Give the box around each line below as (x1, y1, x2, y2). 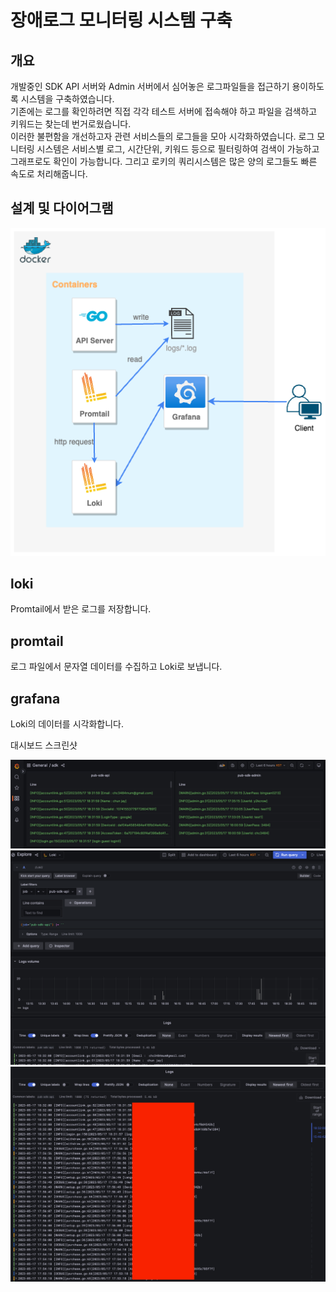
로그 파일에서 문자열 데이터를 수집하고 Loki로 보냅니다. (10, 661, 223, 673)
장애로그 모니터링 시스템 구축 (10, 9, 233, 32)
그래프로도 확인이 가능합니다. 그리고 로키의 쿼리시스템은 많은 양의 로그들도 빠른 (10, 156, 318, 167)
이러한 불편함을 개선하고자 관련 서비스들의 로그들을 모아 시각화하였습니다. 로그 (10, 131, 315, 142)
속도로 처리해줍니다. (10, 168, 88, 180)
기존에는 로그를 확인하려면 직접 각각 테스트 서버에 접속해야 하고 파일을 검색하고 (10, 106, 318, 117)
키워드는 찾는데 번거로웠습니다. (10, 118, 132, 130)
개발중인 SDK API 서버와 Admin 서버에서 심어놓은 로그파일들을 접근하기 (10, 81, 290, 92)
